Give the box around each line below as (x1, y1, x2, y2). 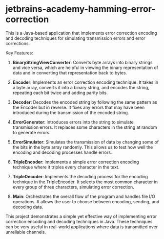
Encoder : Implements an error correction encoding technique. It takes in (12, 79, 158, 85)
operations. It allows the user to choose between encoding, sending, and (12, 198, 160, 204)
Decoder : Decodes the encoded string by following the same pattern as (12, 99, 158, 105)
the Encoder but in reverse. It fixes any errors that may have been (12, 104, 145, 110)
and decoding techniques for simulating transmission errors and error (5, 35, 145, 41)
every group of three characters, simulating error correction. (12, 184, 135, 190)
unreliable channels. (5, 229, 46, 235)
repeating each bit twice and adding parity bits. (12, 90, 108, 96)
